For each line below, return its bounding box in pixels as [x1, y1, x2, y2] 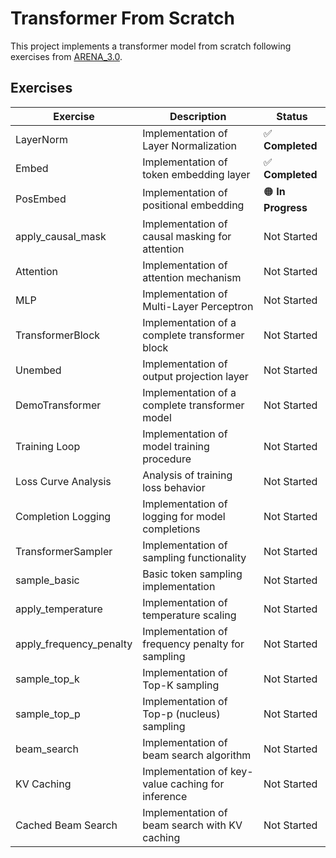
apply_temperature [15, 602, 103, 616]
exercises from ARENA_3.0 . [10, 50, 123, 62]
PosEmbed [15, 192, 67, 206]
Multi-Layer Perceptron [142, 299, 254, 313]
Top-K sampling [142, 678, 220, 692]
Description [169, 109, 227, 123]
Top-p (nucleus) [142, 707, 221, 721]
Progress [263, 200, 308, 214]
